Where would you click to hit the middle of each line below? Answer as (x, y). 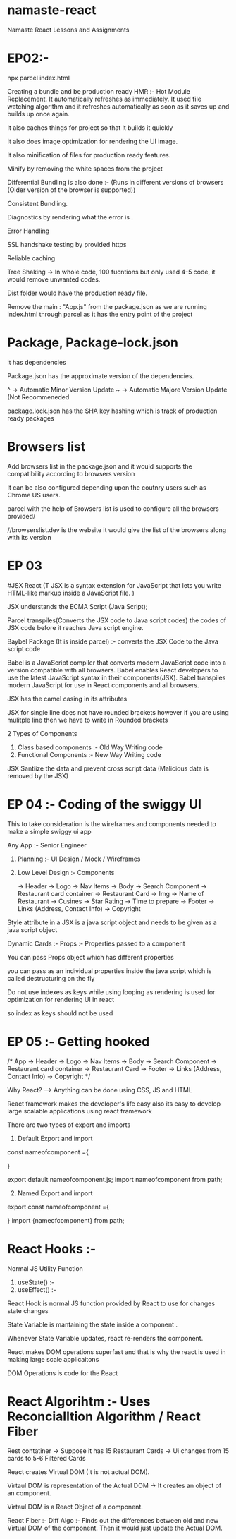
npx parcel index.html (39, 78)
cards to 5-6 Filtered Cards (46, 1459)
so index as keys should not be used (60, 1013)
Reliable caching (31, 258)
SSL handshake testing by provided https (67, 244)
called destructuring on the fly (51, 978)
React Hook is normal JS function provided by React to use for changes (111, 1303)
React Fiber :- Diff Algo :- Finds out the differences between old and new (113, 1521)
